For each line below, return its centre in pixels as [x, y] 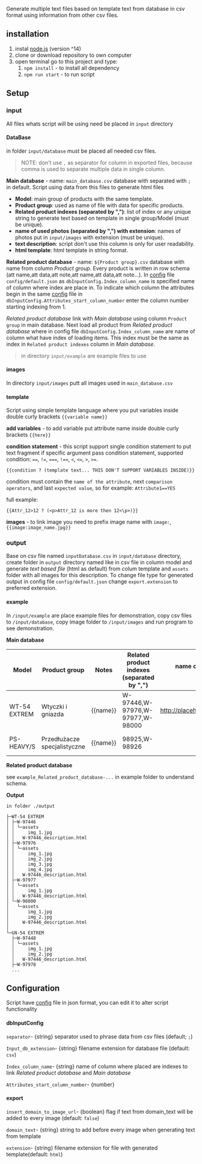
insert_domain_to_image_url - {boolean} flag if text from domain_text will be [100, 1111]
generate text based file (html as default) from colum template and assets [97, 569]
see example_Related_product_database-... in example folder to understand [100, 777]
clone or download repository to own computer [73, 55]
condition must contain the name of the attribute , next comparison [89, 482]
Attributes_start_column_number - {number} [60, 1084]
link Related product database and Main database [69, 1073]
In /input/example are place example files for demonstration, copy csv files [99, 615]
